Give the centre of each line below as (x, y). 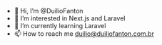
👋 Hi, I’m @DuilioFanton (49, 11)
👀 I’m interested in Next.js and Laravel (70, 18)
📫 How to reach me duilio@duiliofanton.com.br (84, 34)
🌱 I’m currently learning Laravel (60, 26)
